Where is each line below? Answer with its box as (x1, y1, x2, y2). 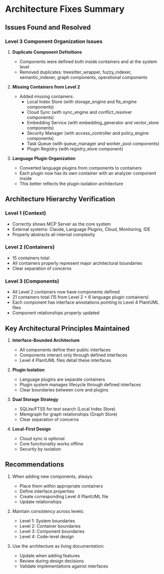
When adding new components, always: (12, 473, 93, 479)
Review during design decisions (19, 558, 84, 564)
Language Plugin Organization (12, 155, 76, 161)
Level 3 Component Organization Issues (5, 38, 103, 45)
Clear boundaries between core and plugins (19, 387, 109, 393)
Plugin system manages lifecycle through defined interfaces (19, 381, 141, 388)
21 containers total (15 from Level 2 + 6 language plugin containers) (12, 294, 149, 300)
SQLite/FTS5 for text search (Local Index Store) (19, 406, 116, 412)
